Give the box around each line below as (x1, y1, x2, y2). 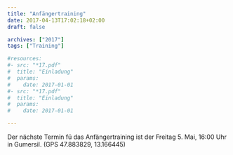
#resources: (7, 55, 42, 62)
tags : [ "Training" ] (7, 43, 65, 50)
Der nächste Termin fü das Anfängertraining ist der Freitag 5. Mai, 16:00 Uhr (7, 133, 227, 141)
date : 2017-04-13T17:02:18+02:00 (7, 17, 105, 24)
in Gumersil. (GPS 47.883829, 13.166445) (7, 140, 126, 148)
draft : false (7, 23, 46, 30)
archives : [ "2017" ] (7, 36, 65, 43)
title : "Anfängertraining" (7, 10, 86, 18)
